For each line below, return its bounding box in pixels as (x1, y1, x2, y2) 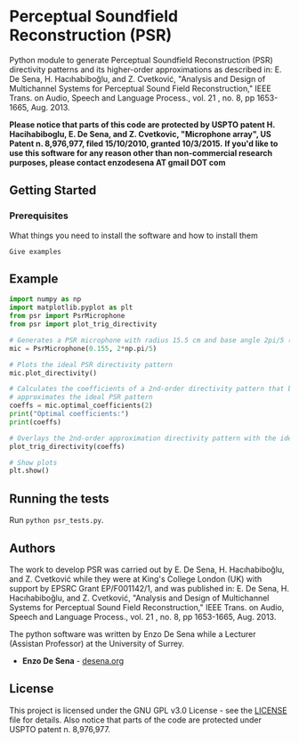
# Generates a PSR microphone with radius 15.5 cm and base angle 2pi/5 (9, 336, 285, 345)
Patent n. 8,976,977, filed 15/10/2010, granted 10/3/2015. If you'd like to (9, 138, 279, 149)
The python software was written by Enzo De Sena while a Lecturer (9, 628, 256, 639)
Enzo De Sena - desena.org (21, 655, 125, 665)
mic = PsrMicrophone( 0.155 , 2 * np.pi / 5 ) (9, 344, 158, 353)
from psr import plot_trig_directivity (9, 320, 158, 329)
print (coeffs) (9, 417, 62, 427)
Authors (9, 541, 56, 556)
